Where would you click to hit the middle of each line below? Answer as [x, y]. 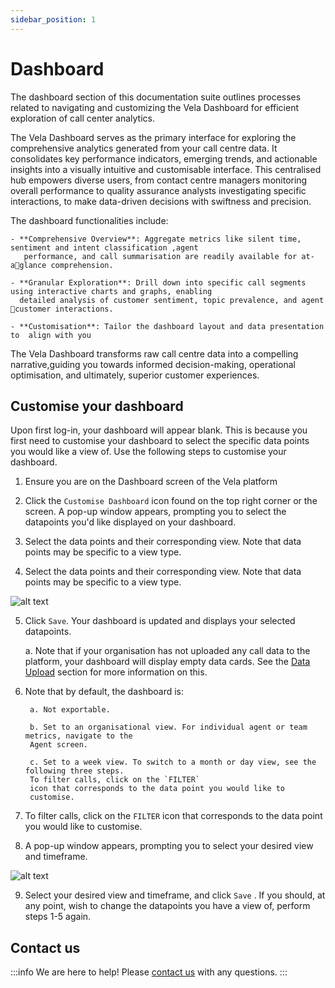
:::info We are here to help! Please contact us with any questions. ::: [149, 972]
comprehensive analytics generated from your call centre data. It [144, 148]
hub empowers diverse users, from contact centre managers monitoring [159, 180]
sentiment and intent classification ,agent [104, 247]
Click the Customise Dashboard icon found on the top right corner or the [171, 501]
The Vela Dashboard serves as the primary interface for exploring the [153, 137]
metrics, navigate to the [78, 736]
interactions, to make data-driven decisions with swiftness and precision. [161, 201]
